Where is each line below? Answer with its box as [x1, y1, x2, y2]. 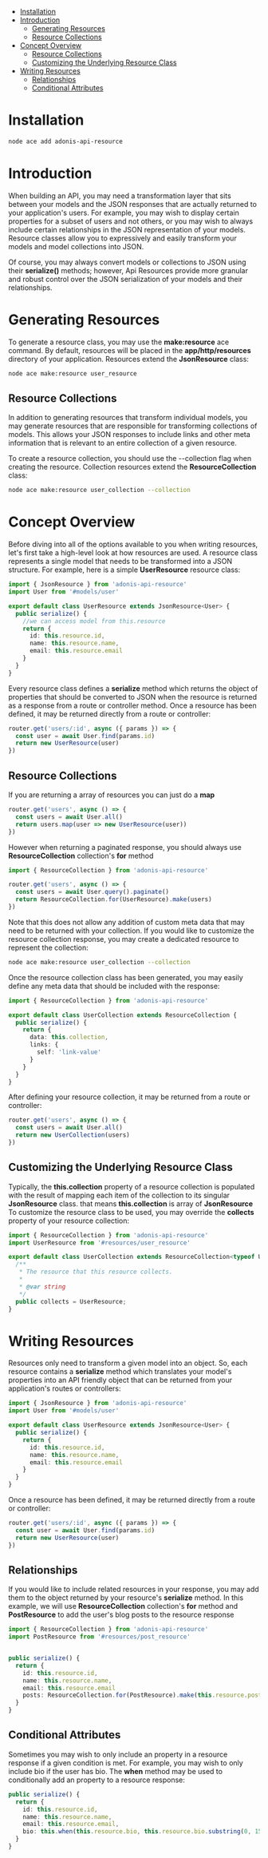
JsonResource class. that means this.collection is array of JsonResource [8, 1198, 254, 1209]
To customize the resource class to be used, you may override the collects [8, 1207, 254, 1217]
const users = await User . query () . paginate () [15, 888, 170, 896]
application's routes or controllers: [8, 1384, 121, 1393]
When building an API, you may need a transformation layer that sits [8, 191, 231, 200]
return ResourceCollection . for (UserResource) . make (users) [15, 895, 213, 903]
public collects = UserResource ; [15, 1297, 127, 1305]
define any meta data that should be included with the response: [8, 981, 220, 991]
